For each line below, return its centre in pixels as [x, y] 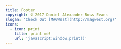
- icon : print [25, 29]
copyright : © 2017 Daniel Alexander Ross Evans [57, 15]
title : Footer [20, 10]
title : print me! [33, 34]
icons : [12, 24]
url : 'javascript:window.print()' [51, 39]
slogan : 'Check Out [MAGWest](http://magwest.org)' [61, 19]
